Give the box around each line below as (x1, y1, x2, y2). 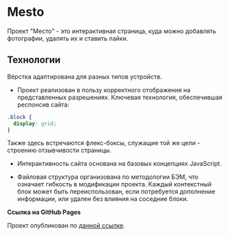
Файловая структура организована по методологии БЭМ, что (17, 173, 199, 181)
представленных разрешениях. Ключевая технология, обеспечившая (17, 93, 223, 101)
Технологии (7, 54, 61, 66)
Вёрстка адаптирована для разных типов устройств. (7, 72, 163, 81)
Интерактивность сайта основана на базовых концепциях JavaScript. (17, 160, 222, 168)
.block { (7, 114, 32, 120)
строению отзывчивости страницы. (7, 146, 112, 155)
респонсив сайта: (17, 100, 70, 109)
